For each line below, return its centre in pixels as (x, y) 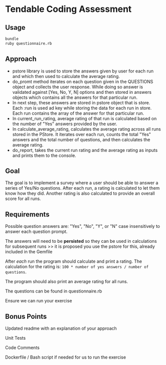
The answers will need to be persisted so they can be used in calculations (81, 241)
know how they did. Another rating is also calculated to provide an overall (80, 193)
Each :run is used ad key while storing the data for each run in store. (82, 108)
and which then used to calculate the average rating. (66, 76)
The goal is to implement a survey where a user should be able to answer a (82, 183)
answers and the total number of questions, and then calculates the (81, 140)
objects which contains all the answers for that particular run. (75, 97)
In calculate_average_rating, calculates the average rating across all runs (86, 129)
